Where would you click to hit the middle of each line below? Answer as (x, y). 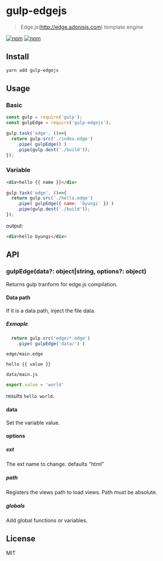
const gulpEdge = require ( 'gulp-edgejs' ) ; (59, 123)
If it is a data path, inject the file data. (51, 310)
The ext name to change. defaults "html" (55, 464)
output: (15, 225)
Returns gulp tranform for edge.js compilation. (62, 284)
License (21, 539)
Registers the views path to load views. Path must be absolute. (82, 492)
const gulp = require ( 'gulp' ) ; (44, 117)
